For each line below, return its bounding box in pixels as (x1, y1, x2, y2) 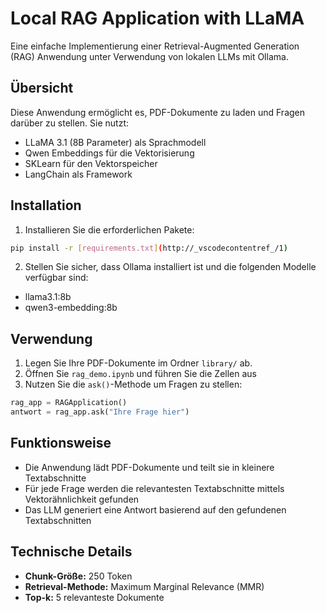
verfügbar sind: (24, 272, 89, 284)
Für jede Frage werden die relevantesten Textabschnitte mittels (24, 482, 285, 494)
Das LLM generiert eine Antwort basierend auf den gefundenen (24, 503, 287, 516)
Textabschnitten (24, 514, 92, 526)
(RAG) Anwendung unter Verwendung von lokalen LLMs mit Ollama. (10, 50, 289, 62)
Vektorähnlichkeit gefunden (24, 493, 140, 505)
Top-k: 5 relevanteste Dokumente (24, 591, 165, 603)
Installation (10, 197, 82, 214)
